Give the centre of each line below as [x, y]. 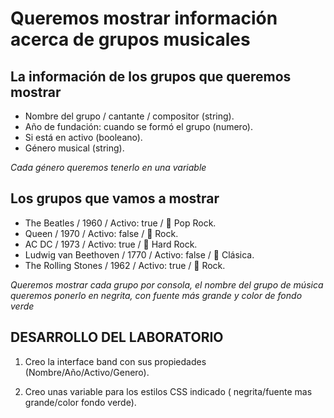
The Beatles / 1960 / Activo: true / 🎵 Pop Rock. [120, 223]
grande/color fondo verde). [80, 402]
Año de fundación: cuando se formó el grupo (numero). [139, 126]
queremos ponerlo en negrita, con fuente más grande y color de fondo [156, 295]
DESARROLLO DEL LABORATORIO [117, 337]
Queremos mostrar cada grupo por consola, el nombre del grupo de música [167, 284]
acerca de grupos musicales [130, 39]
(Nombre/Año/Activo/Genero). [87, 372]
